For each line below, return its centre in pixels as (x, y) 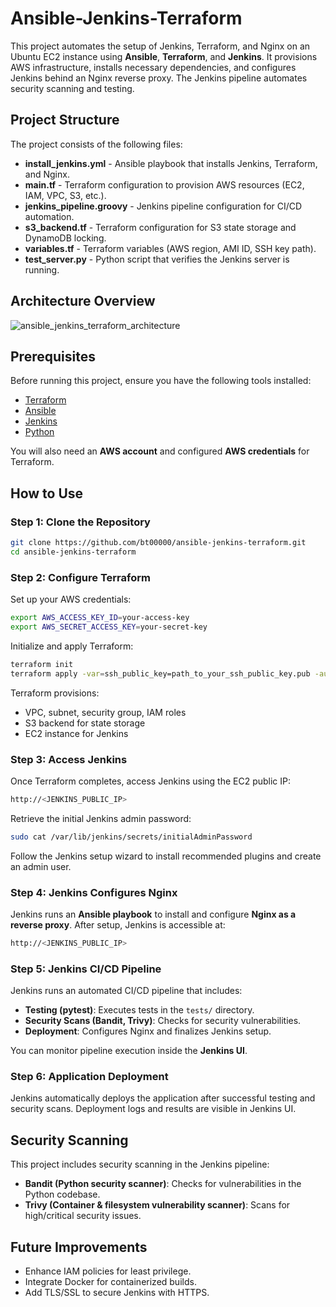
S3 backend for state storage (85, 723)
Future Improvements (79, 1247)
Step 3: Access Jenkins (69, 759)
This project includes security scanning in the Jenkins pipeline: (140, 1164)
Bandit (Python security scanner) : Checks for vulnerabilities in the (163, 1184)
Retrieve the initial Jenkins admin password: (101, 818)
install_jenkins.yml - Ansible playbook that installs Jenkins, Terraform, (171, 163)
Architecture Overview (83, 301)
